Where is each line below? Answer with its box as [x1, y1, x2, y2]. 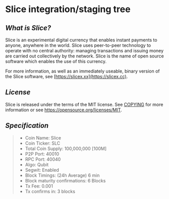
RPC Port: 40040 [25, 156, 61, 162]
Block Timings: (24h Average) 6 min [25, 172, 100, 178]
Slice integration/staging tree [5, 4, 131, 15]
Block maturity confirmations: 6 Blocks [25, 177, 106, 183]
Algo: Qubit [25, 161, 49, 167]
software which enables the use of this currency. [5, 58, 107, 64]
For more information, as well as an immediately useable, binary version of [5, 68, 160, 74]
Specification [5, 121, 49, 130]
